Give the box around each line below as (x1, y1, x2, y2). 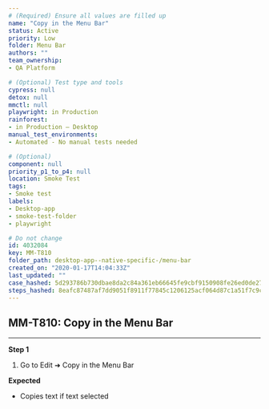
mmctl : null (8, 101, 48, 109)
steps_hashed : (8, 286, 56, 294)
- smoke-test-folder (8, 212, 78, 221)
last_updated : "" (8, 271, 66, 279)
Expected (8, 376, 42, 386)
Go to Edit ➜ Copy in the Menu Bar (19, 360, 134, 370)
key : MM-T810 (8, 249, 52, 257)
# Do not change (8, 234, 62, 242)
